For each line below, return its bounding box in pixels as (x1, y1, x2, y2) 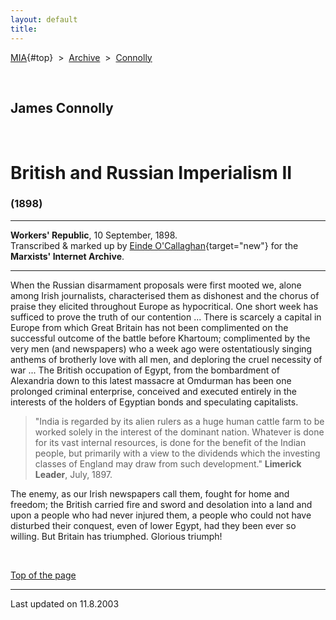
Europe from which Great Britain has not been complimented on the (10, 321, 289, 333)
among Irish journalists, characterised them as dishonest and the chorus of (10, 289, 320, 301)
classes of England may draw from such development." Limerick (34, 457, 302, 470)
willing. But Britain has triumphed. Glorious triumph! (10, 530, 223, 542)
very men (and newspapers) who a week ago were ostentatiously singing (10, 342, 313, 355)
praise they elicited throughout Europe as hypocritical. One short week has (10, 300, 319, 312)
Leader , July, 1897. (34, 468, 113, 480)
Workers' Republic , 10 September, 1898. (10, 229, 178, 241)
